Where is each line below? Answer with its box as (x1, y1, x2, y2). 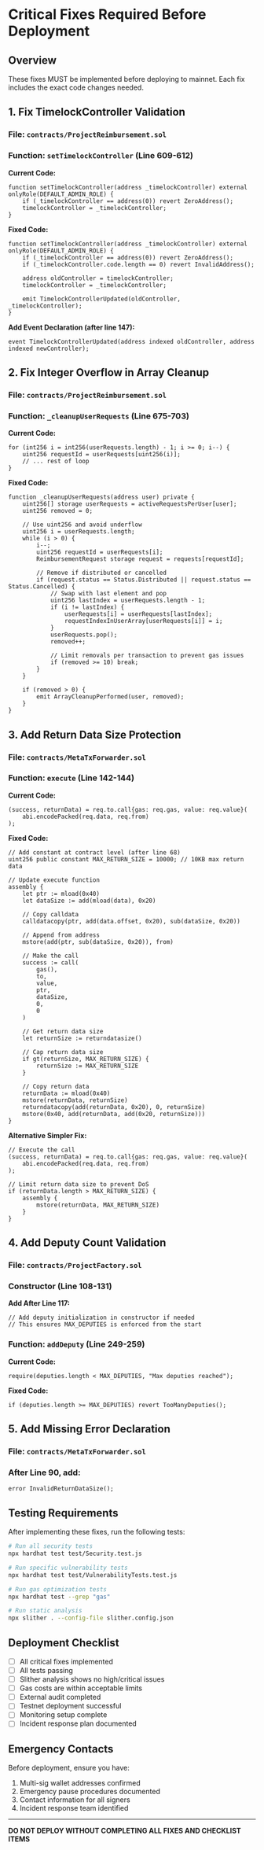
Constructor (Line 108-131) (8, 1281, 112, 1292)
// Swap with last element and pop (49, 590, 167, 598)
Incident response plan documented (19, 1719, 137, 1728)
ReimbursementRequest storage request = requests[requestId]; (36, 555, 244, 563)
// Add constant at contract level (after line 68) (8, 848, 181, 857)
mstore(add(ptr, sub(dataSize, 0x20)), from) (22, 938, 174, 945)
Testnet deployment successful (19, 1701, 122, 1711)
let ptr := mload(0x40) (22, 890, 101, 897)
